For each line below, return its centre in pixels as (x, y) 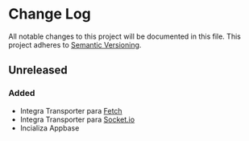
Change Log (50, 14)
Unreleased (38, 70)
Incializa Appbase (50, 128)
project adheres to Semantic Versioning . (75, 44)
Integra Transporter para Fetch (71, 110)
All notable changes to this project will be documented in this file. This (125, 36)
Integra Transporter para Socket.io (77, 119)
